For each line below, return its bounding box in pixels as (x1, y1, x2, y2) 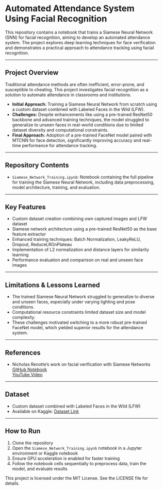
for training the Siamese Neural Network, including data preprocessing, (12, 179, 155, 185)
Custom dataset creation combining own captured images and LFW (12, 216, 147, 221)
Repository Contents (5, 161, 69, 169)
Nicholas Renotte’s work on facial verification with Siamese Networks (12, 361, 151, 367)
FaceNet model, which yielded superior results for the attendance (12, 325, 144, 331)
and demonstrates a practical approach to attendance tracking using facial (5, 45, 154, 51)
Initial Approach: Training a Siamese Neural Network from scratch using (12, 101, 158, 107)
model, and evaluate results (12, 466, 68, 472)
